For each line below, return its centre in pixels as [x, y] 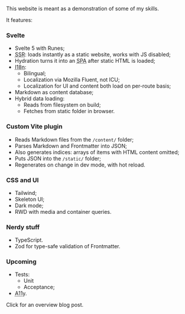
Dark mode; [29, 205]
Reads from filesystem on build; [62, 105]
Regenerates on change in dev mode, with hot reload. [80, 165]
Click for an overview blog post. [45, 305]
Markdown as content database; [54, 92]
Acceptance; [39, 287]
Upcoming [21, 262]
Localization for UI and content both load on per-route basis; [97, 86]
